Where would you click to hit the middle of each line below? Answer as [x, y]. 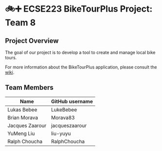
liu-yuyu [61, 133]
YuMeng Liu [21, 133]
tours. [11, 58]
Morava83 [63, 117]
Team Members [29, 88]
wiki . [10, 72]
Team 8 [20, 23]
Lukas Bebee [22, 109]
